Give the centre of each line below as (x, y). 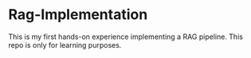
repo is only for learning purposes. (65, 44)
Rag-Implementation (78, 15)
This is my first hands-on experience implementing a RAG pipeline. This (125, 37)
